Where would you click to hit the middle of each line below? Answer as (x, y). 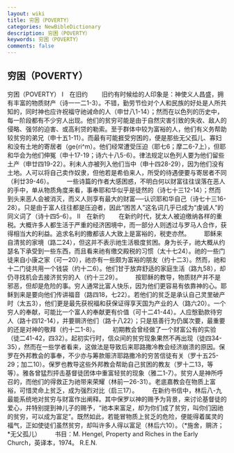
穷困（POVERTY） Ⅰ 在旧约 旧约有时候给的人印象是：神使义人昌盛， (112, 94)
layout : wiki (26, 14)
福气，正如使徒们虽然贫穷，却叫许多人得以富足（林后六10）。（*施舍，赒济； (116, 425)
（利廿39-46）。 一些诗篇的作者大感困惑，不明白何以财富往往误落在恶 (113, 181)
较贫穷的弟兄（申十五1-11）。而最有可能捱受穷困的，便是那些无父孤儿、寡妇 (115, 137)
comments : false (31, 46)
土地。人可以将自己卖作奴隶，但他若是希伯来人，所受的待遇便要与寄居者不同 (117, 172)
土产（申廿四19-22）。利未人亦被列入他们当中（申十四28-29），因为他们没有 (116, 164)
